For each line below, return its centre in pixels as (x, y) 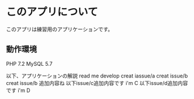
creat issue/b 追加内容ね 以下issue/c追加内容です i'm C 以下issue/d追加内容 (97, 83)
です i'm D (18, 90)
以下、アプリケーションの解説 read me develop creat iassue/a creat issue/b (97, 76)
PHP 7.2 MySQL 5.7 (29, 63)
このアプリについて (52, 12)
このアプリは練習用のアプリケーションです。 (60, 29)
